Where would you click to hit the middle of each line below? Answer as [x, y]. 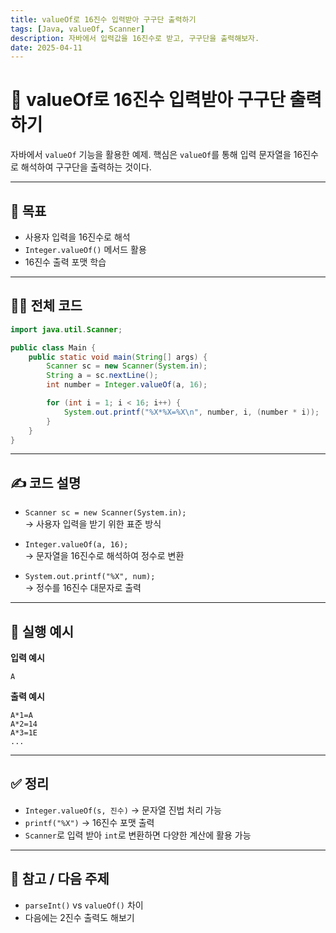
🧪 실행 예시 [42, 631]
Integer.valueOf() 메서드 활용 [85, 249]
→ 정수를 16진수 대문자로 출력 [83, 588]
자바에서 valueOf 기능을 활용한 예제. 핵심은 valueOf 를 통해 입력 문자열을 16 [156, 155]
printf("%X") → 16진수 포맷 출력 [89, 822]
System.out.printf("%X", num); [90, 577]
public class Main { [53, 347]
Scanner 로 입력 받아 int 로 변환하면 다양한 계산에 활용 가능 [138, 835]
